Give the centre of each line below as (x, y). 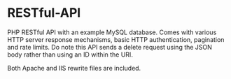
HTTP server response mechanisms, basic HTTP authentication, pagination (116, 39)
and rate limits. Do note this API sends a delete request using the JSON (110, 47)
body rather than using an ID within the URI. (70, 55)
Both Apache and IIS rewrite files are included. (74, 68)
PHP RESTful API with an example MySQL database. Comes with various (112, 32)
